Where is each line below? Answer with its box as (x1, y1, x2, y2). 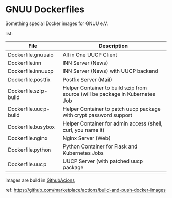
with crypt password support (62, 111, 132, 118)
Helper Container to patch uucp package (62, 105, 161, 112)
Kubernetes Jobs (62, 149, 104, 156)
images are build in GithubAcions (5, 177, 75, 183)
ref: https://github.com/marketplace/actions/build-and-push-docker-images (5, 187, 166, 193)
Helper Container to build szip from (62, 84, 147, 91)
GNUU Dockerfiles (5, 4, 84, 15)
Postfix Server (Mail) (62, 76, 113, 83)
